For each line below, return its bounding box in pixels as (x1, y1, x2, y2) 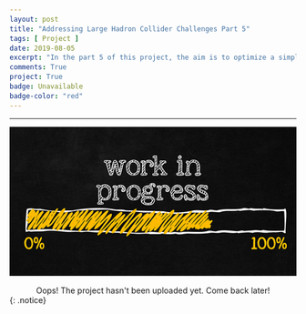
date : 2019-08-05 (9, 44, 76, 53)
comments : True (9, 63, 67, 72)
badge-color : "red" (9, 91, 84, 100)
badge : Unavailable (9, 82, 84, 91)
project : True (9, 73, 64, 82)
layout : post (9, 15, 59, 24)
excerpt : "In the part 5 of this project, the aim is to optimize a (9, 53, 275, 63)
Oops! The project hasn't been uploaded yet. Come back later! (36, 285, 270, 296)
